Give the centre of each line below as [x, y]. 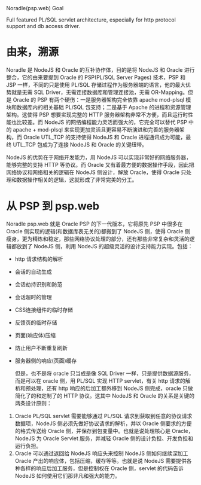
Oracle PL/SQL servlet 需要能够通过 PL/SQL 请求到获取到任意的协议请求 [103, 416]
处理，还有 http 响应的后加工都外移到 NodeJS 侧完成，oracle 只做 [112, 388]
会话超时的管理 [33, 297]
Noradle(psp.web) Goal [35, 8]
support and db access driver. [43, 26]
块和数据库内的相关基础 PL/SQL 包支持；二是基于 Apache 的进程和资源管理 [99, 107]
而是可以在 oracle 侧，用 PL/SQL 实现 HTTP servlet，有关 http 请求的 [100, 380]
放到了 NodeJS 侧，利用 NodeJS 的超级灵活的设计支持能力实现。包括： [105, 246]
